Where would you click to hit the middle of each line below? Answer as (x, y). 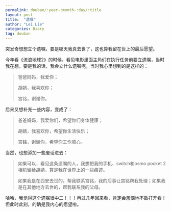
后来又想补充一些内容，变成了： (39, 109)
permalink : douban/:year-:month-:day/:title (53, 10)
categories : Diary (25, 29)
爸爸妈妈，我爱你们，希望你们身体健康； (60, 120)
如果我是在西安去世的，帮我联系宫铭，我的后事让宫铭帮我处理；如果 (89, 181)
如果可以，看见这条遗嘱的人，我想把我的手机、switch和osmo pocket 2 (92, 163)
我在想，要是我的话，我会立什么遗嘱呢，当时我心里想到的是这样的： (77, 66)
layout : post (19, 15)
